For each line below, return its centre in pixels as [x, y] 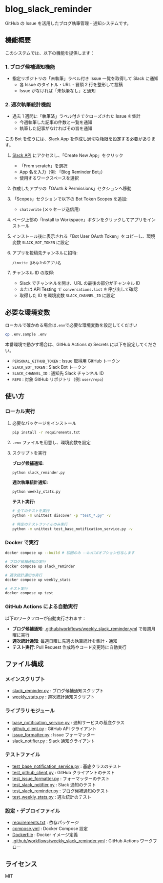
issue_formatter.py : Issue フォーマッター [53, 734]
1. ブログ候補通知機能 [30, 67]
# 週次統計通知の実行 [24, 575]
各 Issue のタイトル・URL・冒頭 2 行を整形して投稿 [71, 85]
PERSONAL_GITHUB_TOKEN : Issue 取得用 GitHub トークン [66, 361]
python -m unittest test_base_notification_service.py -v [72, 529]
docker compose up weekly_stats [38, 580]
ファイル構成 [24, 664]
